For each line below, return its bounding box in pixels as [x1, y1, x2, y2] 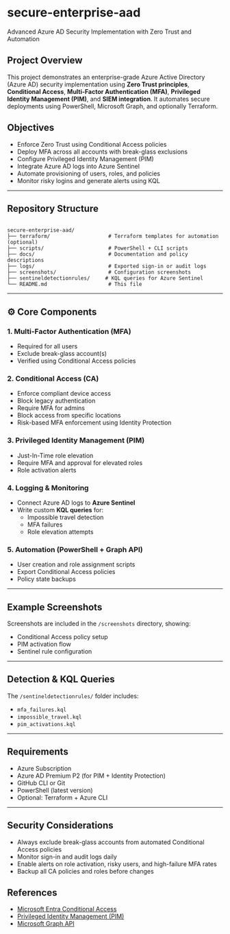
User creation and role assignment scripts [16, 560, 136, 568]
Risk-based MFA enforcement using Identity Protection [16, 418, 172, 427]
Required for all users [16, 342, 78, 350]
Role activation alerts [16, 466, 77, 474]
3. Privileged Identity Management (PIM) [7, 435, 145, 445]
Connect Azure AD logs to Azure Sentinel [16, 499, 136, 507]
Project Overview [7, 55, 83, 67]
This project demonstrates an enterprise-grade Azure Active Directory [7, 73, 205, 81]
